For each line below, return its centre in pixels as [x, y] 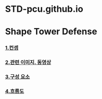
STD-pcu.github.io [44, 9]
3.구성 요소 [17, 77]
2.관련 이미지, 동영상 [28, 63]
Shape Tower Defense [51, 32]
